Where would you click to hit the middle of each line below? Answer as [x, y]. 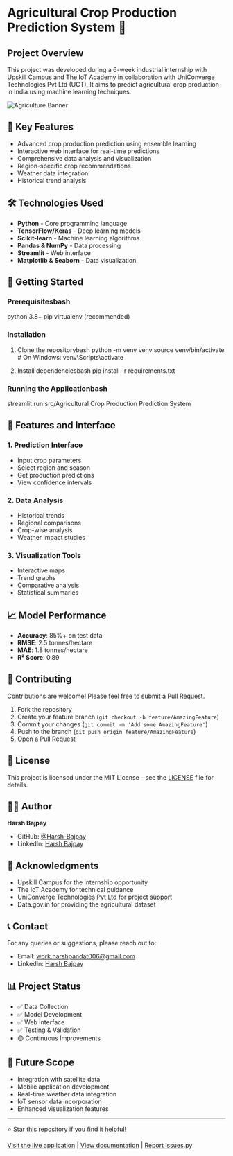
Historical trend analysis [52, 180]
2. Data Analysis [35, 500]
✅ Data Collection [43, 1006]
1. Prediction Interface [45, 445]
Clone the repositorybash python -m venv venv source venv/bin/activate [121, 350]
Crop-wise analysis [45, 530]
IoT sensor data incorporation [59, 1101]
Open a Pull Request [46, 739]
